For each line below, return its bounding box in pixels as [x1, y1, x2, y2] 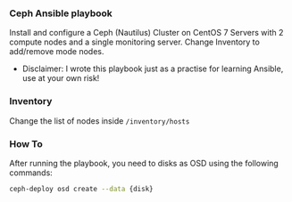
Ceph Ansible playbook [9, 7, 113, 20]
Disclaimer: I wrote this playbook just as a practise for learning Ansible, [21, 63, 284, 74]
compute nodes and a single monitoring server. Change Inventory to [9, 36, 261, 47]
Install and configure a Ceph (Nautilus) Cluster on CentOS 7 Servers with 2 [9, 28, 284, 38]
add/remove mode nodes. [9, 46, 104, 57]
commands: [9, 167, 54, 178]
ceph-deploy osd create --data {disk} [9, 184, 154, 193]
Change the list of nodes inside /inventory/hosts [9, 115, 190, 126]
